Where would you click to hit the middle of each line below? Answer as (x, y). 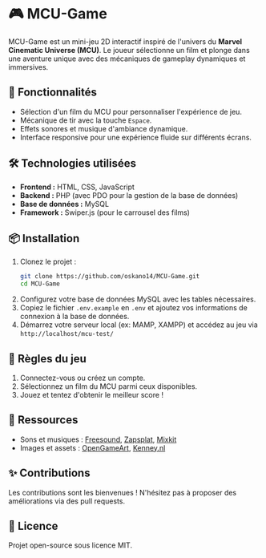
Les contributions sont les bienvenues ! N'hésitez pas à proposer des (123, 492)
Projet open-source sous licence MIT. (71, 545)
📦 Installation (44, 239)
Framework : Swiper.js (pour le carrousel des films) (105, 212)
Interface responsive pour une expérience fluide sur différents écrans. (136, 137)
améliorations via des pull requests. (67, 501)
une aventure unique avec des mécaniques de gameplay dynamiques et (127, 59)
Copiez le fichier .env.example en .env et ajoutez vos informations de (134, 308)
